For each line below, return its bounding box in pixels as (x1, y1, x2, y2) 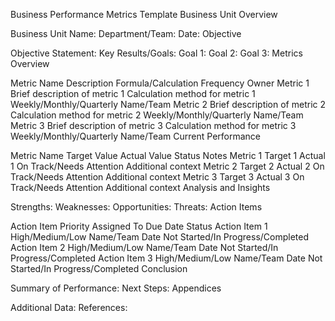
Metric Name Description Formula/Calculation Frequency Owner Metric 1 (10, 77, 310, 89)
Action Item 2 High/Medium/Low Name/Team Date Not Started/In (10, 242, 279, 253)
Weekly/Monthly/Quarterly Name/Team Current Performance (10, 130, 262, 142)
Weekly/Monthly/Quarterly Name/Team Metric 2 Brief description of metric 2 (10, 99, 326, 110)
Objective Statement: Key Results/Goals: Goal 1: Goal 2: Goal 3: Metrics (10, 47, 303, 59)
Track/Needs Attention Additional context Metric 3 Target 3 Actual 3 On (10, 171, 305, 183)
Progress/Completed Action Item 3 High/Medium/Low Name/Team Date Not (10, 252, 323, 264)
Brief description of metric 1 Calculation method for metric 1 (10, 88, 256, 99)
